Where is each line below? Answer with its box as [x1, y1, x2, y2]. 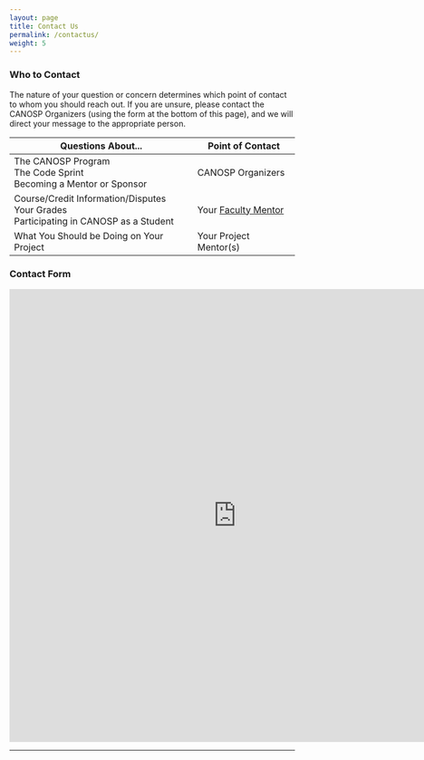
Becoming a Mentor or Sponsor [14, 178, 148, 190]
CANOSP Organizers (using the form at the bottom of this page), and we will [9, 108, 294, 119]
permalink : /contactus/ [9, 30, 100, 39]
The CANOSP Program [14, 155, 111, 168]
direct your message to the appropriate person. [9, 118, 186, 129]
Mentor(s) [197, 241, 240, 254]
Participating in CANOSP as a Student [14, 215, 175, 227]
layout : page [9, 13, 59, 23]
